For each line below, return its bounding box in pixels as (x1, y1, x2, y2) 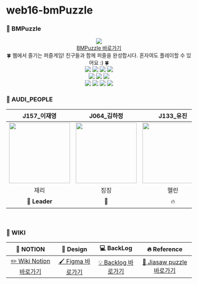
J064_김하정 (89, 111, 124, 120)
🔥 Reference (147, 245, 183, 253)
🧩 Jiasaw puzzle (142, 257, 187, 266)
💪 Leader (27, 197, 52, 206)
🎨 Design (61, 245, 87, 253)
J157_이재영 (22, 111, 57, 120)
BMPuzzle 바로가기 (76, 45, 122, 52)
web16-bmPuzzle (6, 4, 93, 17)
